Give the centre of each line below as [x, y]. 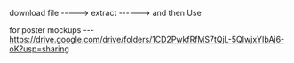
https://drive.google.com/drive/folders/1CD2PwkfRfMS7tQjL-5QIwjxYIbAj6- [147, 39]
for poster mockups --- [52, 30]
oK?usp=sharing [39, 49]
